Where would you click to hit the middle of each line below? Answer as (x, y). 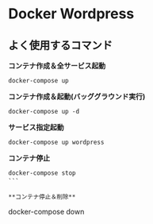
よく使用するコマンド (60, 45)
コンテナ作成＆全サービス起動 (57, 66)
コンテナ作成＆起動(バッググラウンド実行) (77, 97)
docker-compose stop (42, 173)
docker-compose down (46, 212)
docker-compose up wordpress (56, 142)
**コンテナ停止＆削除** (42, 197)
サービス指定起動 (36, 127)
